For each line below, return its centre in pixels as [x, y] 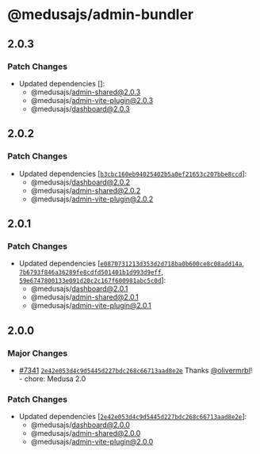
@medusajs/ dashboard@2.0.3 [80, 109]
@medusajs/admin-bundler [101, 15]
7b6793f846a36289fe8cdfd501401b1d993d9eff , [91, 272]
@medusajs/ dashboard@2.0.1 [79, 289]
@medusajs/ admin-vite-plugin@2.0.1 [91, 306]
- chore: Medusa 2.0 [52, 379]
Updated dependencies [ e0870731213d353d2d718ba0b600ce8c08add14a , [132, 264]
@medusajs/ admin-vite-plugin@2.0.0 [92, 442]
